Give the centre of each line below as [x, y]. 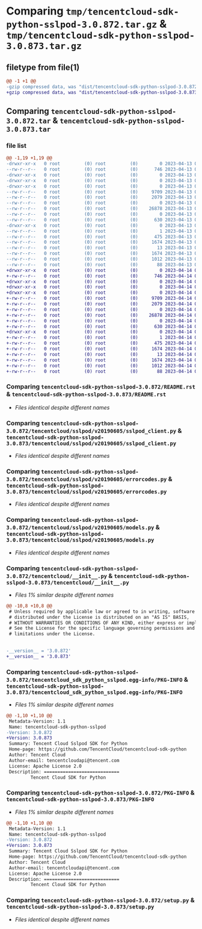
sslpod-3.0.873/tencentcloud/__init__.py [68, 582]
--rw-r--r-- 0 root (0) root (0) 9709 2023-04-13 [99, 192]
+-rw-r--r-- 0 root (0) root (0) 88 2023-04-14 [99, 371]
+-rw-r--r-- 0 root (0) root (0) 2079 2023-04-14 [99, 304]
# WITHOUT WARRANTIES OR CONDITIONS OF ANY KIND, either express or [96, 623]
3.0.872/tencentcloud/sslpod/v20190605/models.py [80, 528]
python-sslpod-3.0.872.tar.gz [82, 25]
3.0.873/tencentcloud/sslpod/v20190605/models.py [80, 540]
